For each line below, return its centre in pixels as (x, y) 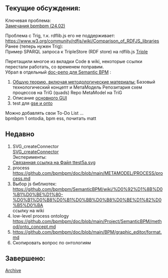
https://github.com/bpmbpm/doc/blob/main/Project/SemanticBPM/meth (87, 221)
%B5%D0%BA (28, 205)
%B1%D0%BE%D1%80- (38, 194)
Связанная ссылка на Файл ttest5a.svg (54, 162)
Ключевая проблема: (28, 20)
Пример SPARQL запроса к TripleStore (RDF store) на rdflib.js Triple (77, 51)
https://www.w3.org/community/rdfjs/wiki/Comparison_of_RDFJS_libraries (82, 41)
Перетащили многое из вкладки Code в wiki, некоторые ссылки (74, 61)
